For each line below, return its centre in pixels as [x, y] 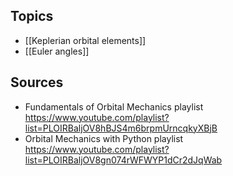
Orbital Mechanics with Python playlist [104, 138]
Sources [37, 82]
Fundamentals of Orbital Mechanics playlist [114, 106]
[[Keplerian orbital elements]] [85, 40]
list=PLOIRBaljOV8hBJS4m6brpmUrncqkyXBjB [121, 128]
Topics [32, 16]
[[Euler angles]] [57, 51]
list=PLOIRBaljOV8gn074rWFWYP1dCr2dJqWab [123, 160]
